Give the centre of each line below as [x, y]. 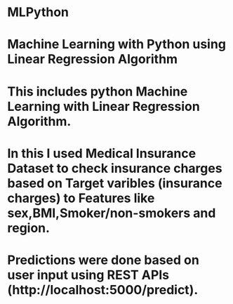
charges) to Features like [81, 198]
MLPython [38, 12]
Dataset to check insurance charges [115, 168]
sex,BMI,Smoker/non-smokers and [112, 213]
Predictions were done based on [104, 260]
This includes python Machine [98, 91]
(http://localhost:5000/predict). [103, 290]
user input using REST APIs [88, 275]
